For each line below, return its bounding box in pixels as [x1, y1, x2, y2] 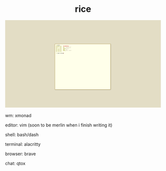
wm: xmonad [5, 113, 32, 119]
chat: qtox [5, 161, 26, 167]
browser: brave [5, 151, 36, 157]
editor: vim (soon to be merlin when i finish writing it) [5, 122, 113, 128]
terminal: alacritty [5, 141, 41, 147]
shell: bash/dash [5, 132, 39, 138]
